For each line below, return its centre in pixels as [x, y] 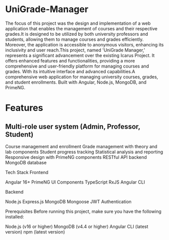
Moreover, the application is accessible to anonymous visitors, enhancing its [84, 44]
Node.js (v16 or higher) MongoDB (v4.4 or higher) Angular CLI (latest [77, 226]
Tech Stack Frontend [27, 172]
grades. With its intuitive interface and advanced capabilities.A [70, 71]
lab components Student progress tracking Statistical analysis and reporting [84, 152]
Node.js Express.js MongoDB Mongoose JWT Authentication [69, 201]
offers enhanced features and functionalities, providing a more [70, 61]
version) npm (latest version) [35, 232]
